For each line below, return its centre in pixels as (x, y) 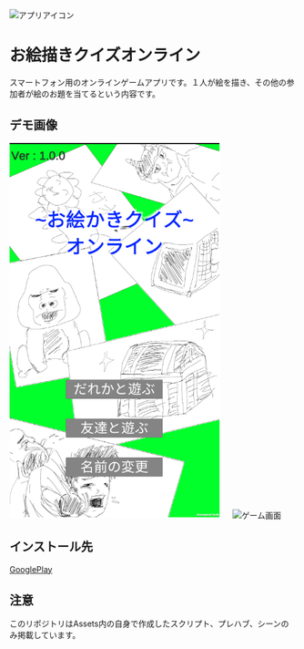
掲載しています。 (49, 635)
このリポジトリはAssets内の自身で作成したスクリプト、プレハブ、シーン (146, 623)
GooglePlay (31, 569)
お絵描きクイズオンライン (105, 56)
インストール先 (51, 547)
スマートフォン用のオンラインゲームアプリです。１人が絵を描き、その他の (148, 82)
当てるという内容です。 (117, 93)
